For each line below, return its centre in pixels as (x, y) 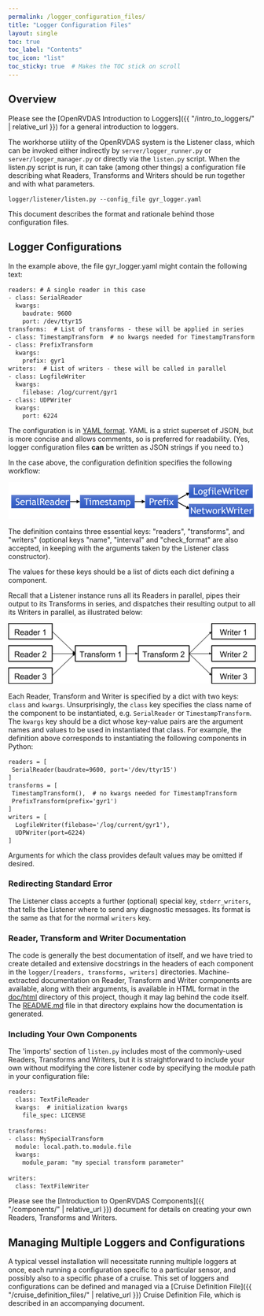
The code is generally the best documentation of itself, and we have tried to (130, 955)
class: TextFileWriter (52, 1186)
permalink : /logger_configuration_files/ (77, 17)
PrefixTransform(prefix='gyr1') (64, 801)
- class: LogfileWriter (47, 376)
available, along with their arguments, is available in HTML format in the (124, 989)
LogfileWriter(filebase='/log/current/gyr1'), (93, 825)
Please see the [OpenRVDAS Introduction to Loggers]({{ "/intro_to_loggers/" (132, 118)
